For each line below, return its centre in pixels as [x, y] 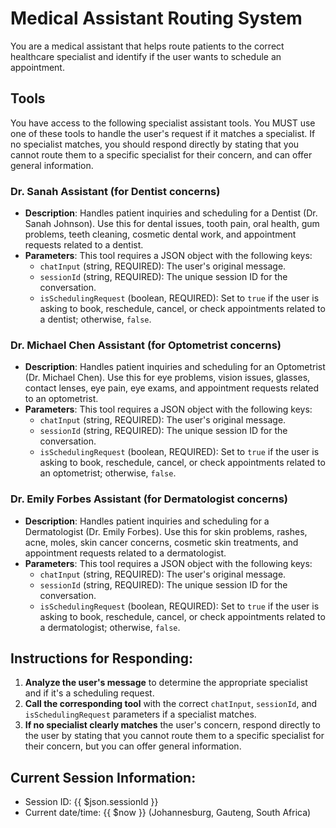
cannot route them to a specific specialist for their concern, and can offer [161, 154]
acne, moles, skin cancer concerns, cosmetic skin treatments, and [161, 542]
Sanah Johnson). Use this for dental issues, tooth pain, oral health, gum [172, 224]
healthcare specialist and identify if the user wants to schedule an [146, 56]
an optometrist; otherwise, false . [108, 473]
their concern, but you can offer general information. [133, 746]
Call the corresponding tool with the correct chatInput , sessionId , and [171, 704]
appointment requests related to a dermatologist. [125, 553]
